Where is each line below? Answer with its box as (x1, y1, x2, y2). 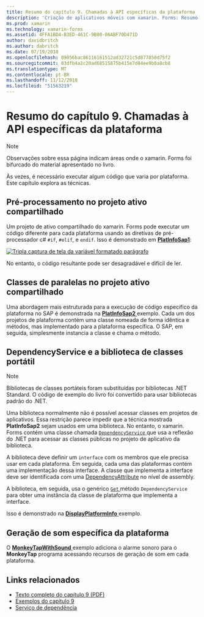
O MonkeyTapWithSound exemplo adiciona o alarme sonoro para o (6, 544, 177, 552)
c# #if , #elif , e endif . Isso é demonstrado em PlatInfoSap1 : (39, 236, 192, 243)
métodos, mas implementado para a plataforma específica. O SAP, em (6, 323, 183, 330)
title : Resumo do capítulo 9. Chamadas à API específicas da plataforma (6, 9, 195, 15)
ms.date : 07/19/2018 (6, 49, 59, 55)
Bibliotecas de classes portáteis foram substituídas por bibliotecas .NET (6, 384, 188, 392)
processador (6, 236, 38, 243)
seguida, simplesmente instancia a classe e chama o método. (6, 329, 161, 337)
